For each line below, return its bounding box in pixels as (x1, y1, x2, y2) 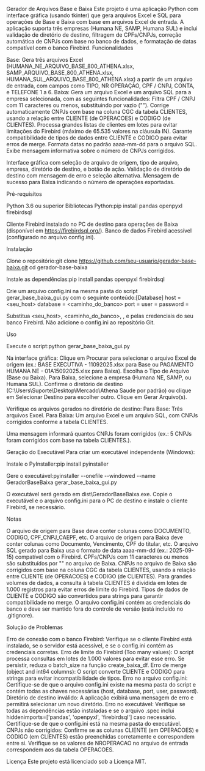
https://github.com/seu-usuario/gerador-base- (79, 257, 196, 264)
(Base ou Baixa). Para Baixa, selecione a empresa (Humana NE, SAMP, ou (6, 374, 192, 381)
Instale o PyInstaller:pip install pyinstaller (6, 460, 109, 467)
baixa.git (6, 264, 29, 271)
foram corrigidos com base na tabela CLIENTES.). (6, 437, 132, 444)
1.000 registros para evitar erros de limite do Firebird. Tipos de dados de (6, 586, 189, 593)
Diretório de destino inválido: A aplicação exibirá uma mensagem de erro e (6, 694, 194, 701)
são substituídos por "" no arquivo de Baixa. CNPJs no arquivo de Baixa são (6, 560, 197, 567)
